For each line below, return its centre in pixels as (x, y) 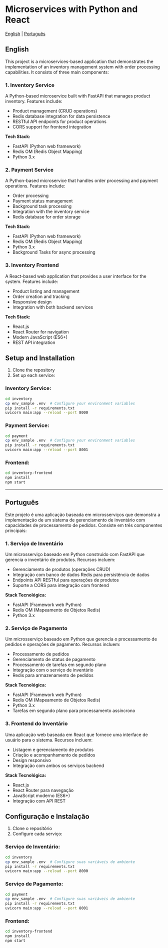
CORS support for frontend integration (52, 127)
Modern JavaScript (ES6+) (40, 337)
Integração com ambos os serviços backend (58, 765)
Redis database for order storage (46, 217)
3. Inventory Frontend (32, 265)
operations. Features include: (35, 186)
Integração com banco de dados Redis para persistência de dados (81, 575)
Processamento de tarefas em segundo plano (59, 665)
